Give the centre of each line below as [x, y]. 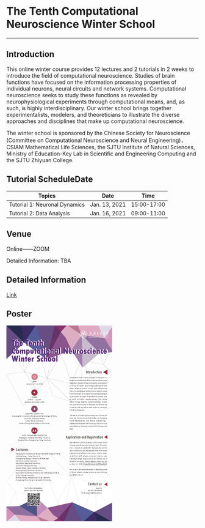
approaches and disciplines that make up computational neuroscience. [95, 121]
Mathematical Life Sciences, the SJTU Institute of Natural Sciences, [110, 147]
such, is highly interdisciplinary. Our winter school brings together [89, 108]
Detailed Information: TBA [39, 261]
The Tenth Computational [72, 11]
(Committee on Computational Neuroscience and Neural [77, 140]
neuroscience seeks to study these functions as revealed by [82, 95]
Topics [47, 196]
